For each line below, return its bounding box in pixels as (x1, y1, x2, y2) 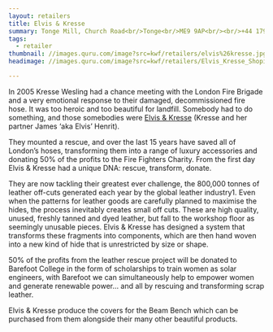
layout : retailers (8, 11, 71, 20)
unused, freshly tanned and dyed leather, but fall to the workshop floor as (8, 213, 255, 223)
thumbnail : (8, 50, 45, 58)
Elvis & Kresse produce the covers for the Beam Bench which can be (8, 305, 239, 315)
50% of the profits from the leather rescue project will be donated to (8, 255, 237, 264)
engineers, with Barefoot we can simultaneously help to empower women (8, 272, 254, 282)
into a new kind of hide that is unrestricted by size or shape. (8, 239, 209, 249)
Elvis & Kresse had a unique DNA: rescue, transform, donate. (8, 163, 212, 173)
